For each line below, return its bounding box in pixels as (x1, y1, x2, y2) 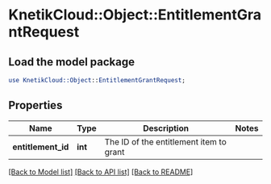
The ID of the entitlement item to (104, 136, 227, 147)
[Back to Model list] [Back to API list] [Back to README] (8, 167, 194, 177)
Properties (8, 98, 63, 112)
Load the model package (8, 55, 135, 69)
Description (143, 123, 190, 134)
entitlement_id (12, 141, 69, 153)
